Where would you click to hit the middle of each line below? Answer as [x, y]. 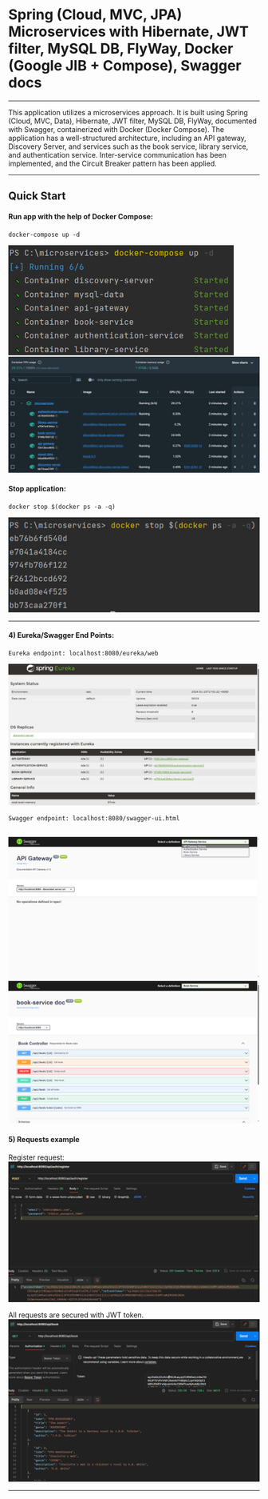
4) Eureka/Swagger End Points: [61, 635]
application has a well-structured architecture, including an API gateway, [128, 138]
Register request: [37, 1157]
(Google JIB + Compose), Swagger [125, 66]
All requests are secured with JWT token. [76, 1315]
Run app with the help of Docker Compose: [81, 216]
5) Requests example [44, 1140]
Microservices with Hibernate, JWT [128, 32]
